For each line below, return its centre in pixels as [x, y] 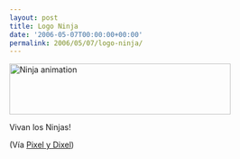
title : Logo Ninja [44, 26]
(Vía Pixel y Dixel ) [42, 145]
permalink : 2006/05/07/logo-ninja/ [76, 43]
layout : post [34, 18]
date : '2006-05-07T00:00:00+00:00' [76, 34]
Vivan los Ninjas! [40, 127]
